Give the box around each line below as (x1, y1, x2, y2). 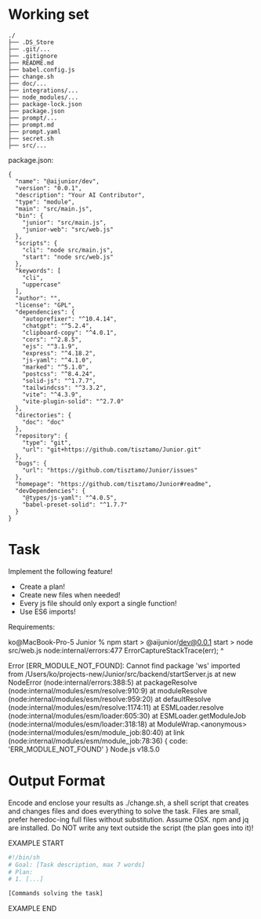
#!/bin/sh (8, 853, 41, 862)
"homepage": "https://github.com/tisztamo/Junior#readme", (15, 480, 212, 488)
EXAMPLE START (8, 838, 64, 847)
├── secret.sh (8, 134, 55, 142)
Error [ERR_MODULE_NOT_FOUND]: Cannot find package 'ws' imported (8, 660, 241, 670)
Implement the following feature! (8, 566, 114, 575)
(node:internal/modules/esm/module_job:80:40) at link (8, 727, 185, 737)
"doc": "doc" (22, 418, 65, 426)
